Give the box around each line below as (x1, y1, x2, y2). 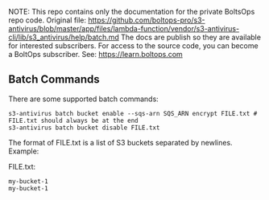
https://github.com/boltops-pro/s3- (88, 15, 205, 25)
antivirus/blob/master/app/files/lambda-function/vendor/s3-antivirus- (8, 24, 240, 33)
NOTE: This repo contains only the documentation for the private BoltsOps (8, 7, 255, 16)
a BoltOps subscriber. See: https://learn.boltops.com (8, 50, 183, 59)
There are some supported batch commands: (8, 94, 159, 104)
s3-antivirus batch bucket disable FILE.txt (8, 124, 160, 132)
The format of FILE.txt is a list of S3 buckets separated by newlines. (8, 137, 233, 147)
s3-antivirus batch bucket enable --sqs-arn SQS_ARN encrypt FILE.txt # (8, 109, 258, 117)
